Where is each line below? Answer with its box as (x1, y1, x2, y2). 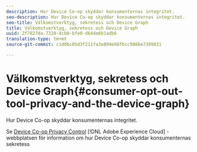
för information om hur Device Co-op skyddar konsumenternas (38, 134, 191, 141)
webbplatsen (6, 134, 38, 141)
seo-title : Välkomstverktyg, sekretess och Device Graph (6, 19, 149, 25)
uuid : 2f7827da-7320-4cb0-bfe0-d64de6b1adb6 (6, 31, 117, 37)
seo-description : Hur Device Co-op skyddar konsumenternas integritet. (6, 14, 185, 20)
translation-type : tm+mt (6, 36, 67, 42)
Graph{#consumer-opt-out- (43, 85, 183, 98)
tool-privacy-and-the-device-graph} (6, 97, 190, 111)
